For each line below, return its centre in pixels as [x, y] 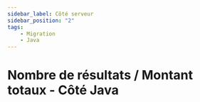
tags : [15, 27]
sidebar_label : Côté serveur [51, 14]
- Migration [38, 34]
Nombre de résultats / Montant [100, 75]
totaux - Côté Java [63, 90]
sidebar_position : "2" [41, 21]
